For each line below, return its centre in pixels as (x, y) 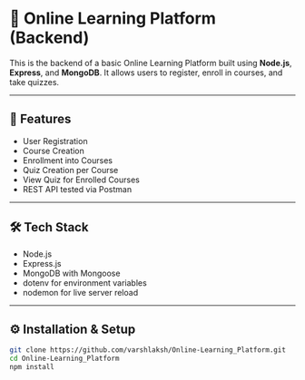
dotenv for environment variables (84, 283)
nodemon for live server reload (80, 292)
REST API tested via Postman (77, 189)
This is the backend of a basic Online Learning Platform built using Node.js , (151, 63)
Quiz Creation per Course (70, 170)
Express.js (42, 263)
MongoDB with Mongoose (71, 273)
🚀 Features (40, 119)
